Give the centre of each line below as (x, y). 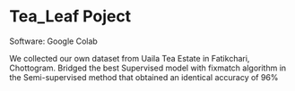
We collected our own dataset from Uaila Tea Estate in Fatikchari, (130, 58)
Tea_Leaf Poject (70, 17)
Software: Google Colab (54, 41)
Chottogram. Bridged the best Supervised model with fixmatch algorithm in (148, 68)
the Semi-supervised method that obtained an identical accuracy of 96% (144, 77)
